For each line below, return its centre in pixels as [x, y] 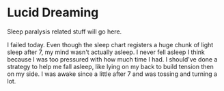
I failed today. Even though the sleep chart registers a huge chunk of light [110, 44]
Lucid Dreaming [53, 13]
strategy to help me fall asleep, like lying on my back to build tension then [110, 66]
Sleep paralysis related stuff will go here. [65, 31]
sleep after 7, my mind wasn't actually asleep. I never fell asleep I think [106, 52]
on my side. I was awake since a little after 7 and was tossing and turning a [112, 74]
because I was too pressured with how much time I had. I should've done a [112, 59]
